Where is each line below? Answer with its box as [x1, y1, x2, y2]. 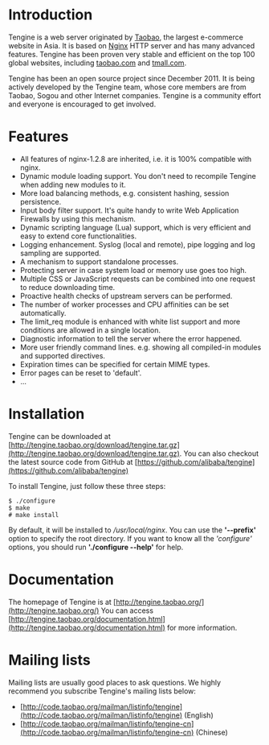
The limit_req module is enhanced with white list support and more [19, 317, 241, 326]
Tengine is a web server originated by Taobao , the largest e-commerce [8, 32, 243, 42]
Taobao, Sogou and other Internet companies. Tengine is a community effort [8, 90, 262, 100]
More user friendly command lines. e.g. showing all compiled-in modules [19, 342, 262, 352]
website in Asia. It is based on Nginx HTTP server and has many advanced [8, 40, 255, 50]
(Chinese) [195, 727, 229, 737]
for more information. [167, 623, 238, 632]
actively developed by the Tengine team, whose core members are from [8, 82, 247, 92]
